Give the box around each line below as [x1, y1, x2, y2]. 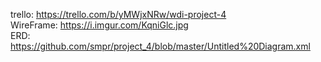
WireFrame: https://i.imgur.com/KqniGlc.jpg [10, 19, 189, 31]
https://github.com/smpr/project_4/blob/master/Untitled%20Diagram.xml [10, 40, 311, 52]
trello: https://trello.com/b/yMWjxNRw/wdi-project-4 [10, 9, 227, 20]
